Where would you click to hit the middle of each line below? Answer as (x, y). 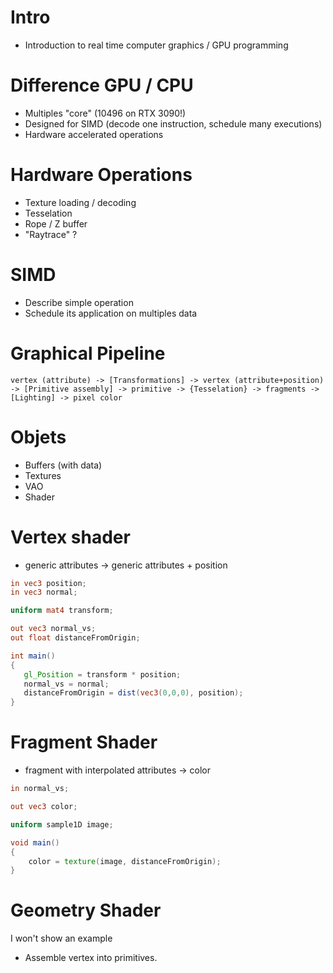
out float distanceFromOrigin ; (75, 638)
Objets (38, 437)
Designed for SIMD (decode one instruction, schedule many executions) (173, 123)
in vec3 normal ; (44, 592)
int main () (33, 656)
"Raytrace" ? (51, 234)
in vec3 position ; (48, 583)
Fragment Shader (84, 742)
